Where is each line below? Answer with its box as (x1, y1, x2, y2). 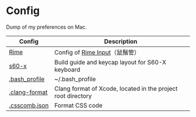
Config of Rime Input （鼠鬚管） (54, 48, 141, 56)
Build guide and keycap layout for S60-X (54, 58, 166, 66)
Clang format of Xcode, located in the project (54, 84, 178, 92)
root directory (54, 92, 92, 100)
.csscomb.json (9, 101, 49, 109)
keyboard (54, 66, 80, 74)
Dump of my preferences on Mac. (6, 23, 87, 30)
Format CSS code (54, 101, 103, 109)
